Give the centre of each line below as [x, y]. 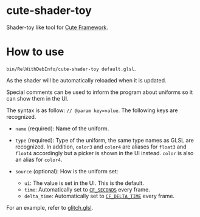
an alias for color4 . [39, 159]
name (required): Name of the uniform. [62, 129]
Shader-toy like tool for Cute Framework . [57, 27]
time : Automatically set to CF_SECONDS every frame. [87, 189]
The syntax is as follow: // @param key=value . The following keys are [92, 110]
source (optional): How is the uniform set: [67, 171]
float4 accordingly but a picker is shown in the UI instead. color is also [104, 153]
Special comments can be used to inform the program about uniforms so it [100, 92]
